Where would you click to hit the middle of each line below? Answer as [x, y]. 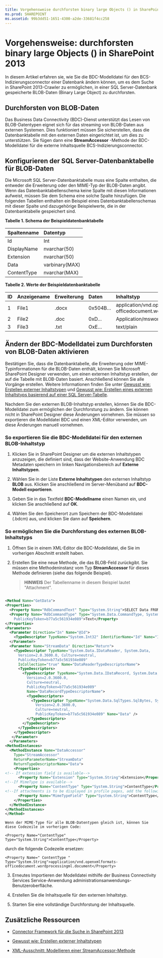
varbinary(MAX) [62, 265]
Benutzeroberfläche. [33, 886]
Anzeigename [33, 296]
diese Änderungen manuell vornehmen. [44, 425]
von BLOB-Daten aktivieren [47, 352]
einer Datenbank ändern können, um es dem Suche [103, 82]
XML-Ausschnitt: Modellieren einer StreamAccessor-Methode [74, 951]
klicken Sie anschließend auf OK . [45, 504]
